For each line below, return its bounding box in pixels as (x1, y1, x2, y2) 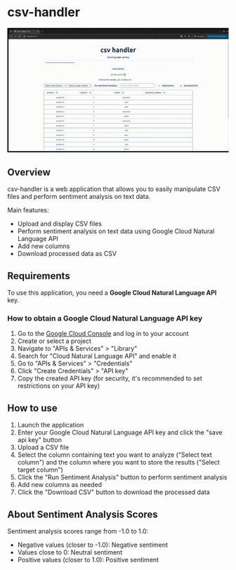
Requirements (7, 270, 70, 282)
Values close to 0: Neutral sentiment (17, 548, 123, 556)
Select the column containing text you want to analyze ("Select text (17, 451, 212, 459)
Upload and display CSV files (17, 219, 102, 228)
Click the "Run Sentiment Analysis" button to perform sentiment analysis (17, 473, 228, 481)
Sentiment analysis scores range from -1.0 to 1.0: (7, 526, 149, 535)
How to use (7, 402, 58, 414)
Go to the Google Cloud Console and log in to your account (17, 330, 189, 338)
